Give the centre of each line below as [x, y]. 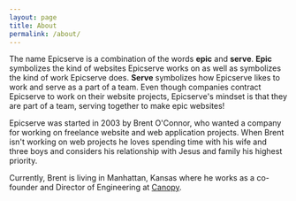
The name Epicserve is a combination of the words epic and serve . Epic [140, 59]
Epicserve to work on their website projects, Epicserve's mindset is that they [148, 97]
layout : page [33, 17]
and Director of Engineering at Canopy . [111, 188]
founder [23, 188]
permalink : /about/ [45, 34]
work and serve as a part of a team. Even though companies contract [135, 87]
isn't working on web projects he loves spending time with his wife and [138, 142]
